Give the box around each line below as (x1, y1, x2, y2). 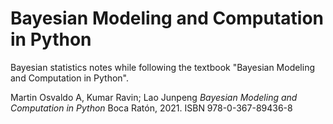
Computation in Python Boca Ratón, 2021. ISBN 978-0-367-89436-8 (10, 102, 293, 114)
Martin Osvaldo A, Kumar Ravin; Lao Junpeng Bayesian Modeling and (10, 91, 298, 103)
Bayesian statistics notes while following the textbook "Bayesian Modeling (10, 61, 316, 73)
